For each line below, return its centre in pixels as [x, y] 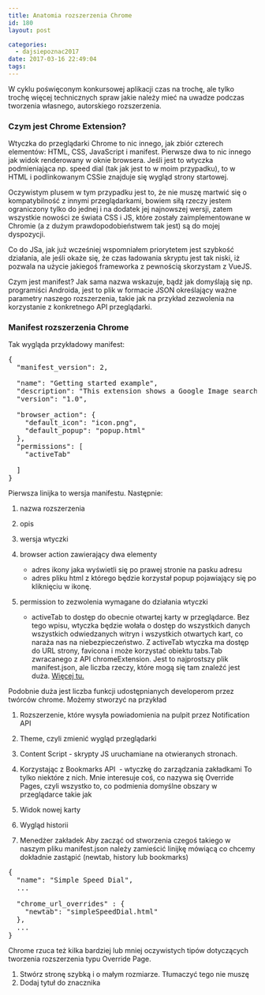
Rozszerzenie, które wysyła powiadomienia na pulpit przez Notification [134, 715]
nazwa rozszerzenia [52, 509]
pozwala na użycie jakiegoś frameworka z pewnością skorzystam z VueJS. [130, 266]
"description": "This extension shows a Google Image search [137, 391]
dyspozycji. [27, 235]
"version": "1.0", [52, 399]
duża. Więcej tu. [58, 676]
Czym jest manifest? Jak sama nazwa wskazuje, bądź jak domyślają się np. [131, 282]
